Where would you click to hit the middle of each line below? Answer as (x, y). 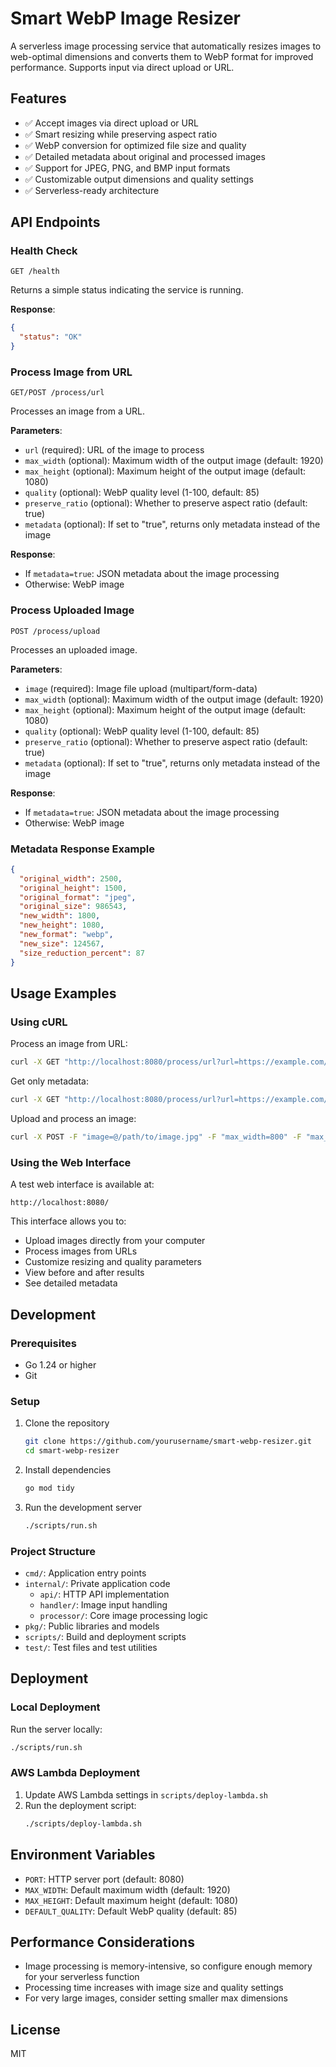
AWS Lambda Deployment (75, 1773)
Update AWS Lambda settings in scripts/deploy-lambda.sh (146, 1794)
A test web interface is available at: (82, 1184)
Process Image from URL (71, 372)
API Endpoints (55, 222)
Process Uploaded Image (72, 610)
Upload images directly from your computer (115, 1241)
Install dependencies (68, 1469)
